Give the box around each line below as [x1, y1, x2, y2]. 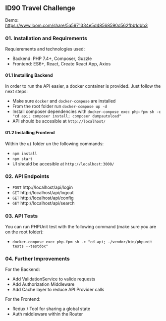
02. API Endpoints [5, 173, 50, 180]
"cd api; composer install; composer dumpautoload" [12, 114, 121, 119]
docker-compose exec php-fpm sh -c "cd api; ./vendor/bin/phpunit [12, 240, 153, 245]
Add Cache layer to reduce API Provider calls [12, 287, 105, 293]
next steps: [5, 89, 28, 95]
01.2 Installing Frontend [5, 129, 55, 135]
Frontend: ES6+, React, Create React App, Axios [12, 61, 111, 67]
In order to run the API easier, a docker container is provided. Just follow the [5, 83, 161, 89]
